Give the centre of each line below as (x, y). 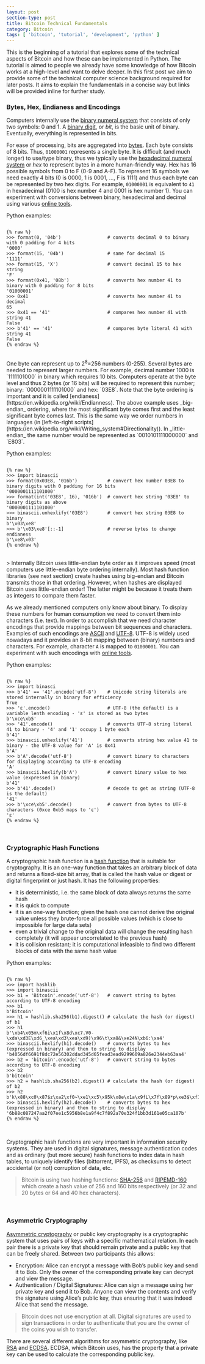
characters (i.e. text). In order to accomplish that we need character (92, 620)
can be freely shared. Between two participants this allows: (81, 1253)
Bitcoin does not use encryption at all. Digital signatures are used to (106, 1316)
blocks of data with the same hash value (66, 951)
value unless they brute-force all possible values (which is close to (99, 918)
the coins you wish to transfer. (59, 1329)
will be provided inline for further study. (56, 91)
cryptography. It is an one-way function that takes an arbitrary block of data (102, 867)
